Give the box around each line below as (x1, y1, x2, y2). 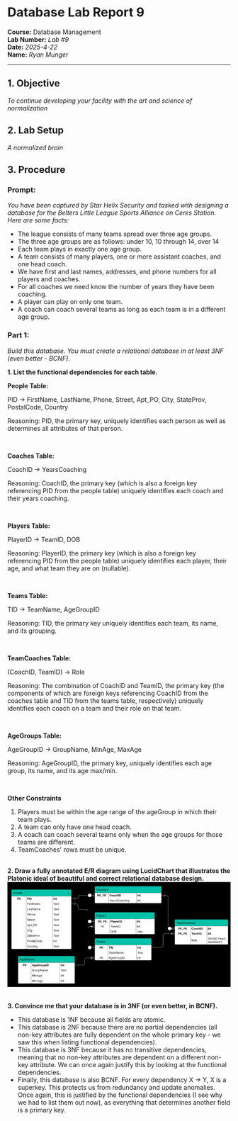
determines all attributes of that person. (7, 424, 123, 432)
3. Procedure (7, 164, 66, 176)
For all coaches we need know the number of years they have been (17, 283, 215, 291)
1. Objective (7, 77, 60, 89)
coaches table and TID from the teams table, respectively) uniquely (7, 696, 204, 705)
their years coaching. (7, 494, 69, 502)
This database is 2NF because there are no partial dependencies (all (17, 1023, 217, 1032)
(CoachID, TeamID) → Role (7, 667, 85, 676)
